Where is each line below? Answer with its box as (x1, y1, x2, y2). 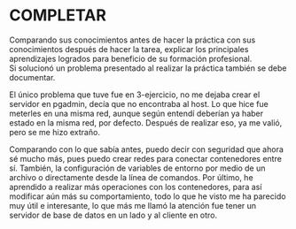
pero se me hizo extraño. (9, 126, 100, 137)
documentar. (9, 72, 56, 82)
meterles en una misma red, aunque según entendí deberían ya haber (9, 108, 264, 118)
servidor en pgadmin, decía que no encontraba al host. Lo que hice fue (9, 98, 269, 109)
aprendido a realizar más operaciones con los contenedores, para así (9, 181, 262, 192)
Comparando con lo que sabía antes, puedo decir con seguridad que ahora (9, 143, 284, 155)
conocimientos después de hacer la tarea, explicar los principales (9, 43, 249, 54)
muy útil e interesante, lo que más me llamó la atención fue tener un (9, 200, 257, 210)
